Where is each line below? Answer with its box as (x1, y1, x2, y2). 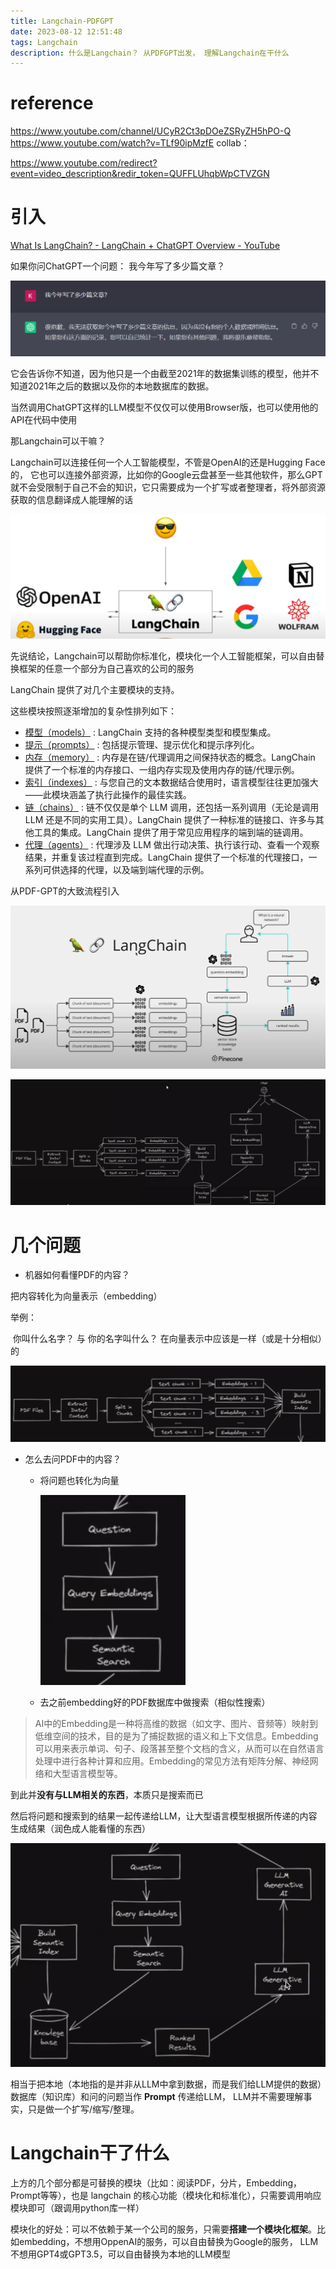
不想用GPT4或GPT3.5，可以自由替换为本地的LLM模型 (10, 2248, 231, 2260)
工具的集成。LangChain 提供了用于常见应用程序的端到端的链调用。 (33, 826, 309, 839)
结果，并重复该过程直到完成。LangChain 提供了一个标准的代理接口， (24, 851, 309, 864)
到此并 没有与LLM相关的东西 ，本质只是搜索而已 (10, 1789, 204, 1801)
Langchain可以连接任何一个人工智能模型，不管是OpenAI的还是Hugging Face (10, 456, 326, 468)
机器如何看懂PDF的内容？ (24, 1269, 131, 1281)
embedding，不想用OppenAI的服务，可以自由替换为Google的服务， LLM (18, 2235, 319, 2247)
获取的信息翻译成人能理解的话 (10, 493, 133, 505)
